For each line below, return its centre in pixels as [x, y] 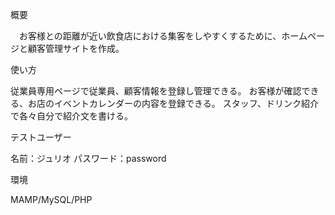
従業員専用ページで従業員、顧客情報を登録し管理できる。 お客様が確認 [156, 91]
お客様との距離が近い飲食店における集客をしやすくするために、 [150, 36]
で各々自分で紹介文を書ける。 [71, 116]
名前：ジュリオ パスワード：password [88, 158]
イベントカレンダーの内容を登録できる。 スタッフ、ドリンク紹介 [186, 103]
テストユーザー [41, 137]
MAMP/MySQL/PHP [51, 199]
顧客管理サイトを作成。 [76, 48]
